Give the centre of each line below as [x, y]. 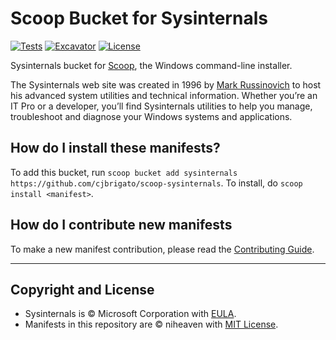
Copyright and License [82, 289]
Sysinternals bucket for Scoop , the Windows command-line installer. [151, 65]
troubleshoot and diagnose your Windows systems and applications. [151, 116]
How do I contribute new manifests [121, 225]
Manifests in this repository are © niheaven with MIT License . [151, 324]
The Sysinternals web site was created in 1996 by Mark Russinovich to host [166, 84]
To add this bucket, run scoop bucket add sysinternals [124, 172]
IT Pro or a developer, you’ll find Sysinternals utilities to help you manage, [161, 106]
